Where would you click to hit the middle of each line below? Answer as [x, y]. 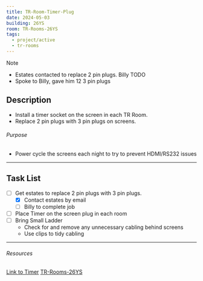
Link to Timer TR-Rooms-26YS [44, 272]
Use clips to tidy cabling [54, 234]
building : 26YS [25, 23]
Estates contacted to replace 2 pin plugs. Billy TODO [80, 74]
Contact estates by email [55, 200]
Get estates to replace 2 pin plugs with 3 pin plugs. [78, 193]
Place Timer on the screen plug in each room [71, 213]
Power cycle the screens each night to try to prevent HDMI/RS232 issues [106, 154]
